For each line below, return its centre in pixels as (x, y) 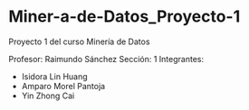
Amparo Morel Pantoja (63, 86)
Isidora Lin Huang (54, 76)
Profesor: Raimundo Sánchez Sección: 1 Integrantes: (106, 59)
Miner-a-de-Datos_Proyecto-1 (124, 17)
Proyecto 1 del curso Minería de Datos (79, 41)
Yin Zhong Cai (48, 96)
